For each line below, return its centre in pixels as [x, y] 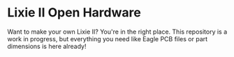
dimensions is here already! [47, 46]
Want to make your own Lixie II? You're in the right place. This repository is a [117, 32]
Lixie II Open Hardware [74, 13]
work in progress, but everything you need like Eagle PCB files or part [108, 38]
